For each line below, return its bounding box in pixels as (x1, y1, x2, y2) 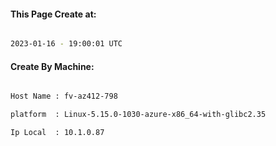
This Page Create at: (10, 8, 97, 20)
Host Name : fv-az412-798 (10, 91, 118, 102)
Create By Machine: (10, 60, 95, 72)
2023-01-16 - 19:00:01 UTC (10, 39, 123, 49)
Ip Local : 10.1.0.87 (10, 128, 105, 138)
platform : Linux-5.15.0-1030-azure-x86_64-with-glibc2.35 (10, 110, 267, 120)
